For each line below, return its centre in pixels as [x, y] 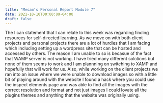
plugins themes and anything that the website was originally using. [72, 95]
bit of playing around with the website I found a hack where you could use [80, 79]
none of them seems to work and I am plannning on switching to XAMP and [81, 64]
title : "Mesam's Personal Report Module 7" [50, 10]
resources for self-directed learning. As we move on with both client [74, 38]
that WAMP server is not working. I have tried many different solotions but [80, 59]
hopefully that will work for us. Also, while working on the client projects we [81, 69]
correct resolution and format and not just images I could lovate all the [76, 90]
